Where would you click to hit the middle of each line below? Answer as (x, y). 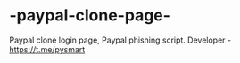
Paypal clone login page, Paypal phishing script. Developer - (120, 40)
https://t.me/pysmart (47, 49)
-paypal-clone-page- (90, 16)
